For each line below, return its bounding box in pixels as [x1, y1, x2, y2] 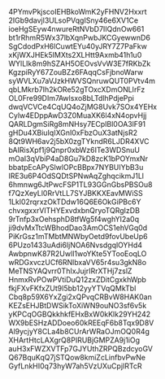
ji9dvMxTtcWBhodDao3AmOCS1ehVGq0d [8, 223, 148, 233]
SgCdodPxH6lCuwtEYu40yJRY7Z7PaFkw [8, 41, 148, 51]
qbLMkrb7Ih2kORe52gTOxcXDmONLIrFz [8, 85, 145, 94]
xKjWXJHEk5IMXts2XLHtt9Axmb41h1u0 [8, 50, 142, 59]
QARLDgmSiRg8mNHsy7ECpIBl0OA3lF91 [8, 120, 146, 129]
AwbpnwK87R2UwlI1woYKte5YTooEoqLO [8, 249, 147, 259]
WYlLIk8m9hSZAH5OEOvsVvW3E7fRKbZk [8, 59, 151, 68]
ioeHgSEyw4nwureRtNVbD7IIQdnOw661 [8, 24, 145, 33]
